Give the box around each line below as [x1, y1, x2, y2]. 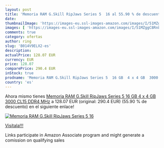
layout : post [5, 7, 32, 12]
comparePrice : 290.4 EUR [5, 66, 56, 71]
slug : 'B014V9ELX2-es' [5, 43, 51, 48]
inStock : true [5, 71, 34, 76]
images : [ [5, 25, 25, 30]
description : [5, 48, 32, 53]
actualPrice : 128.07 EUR [5, 52, 56, 58]
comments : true [5, 30, 36, 35]
